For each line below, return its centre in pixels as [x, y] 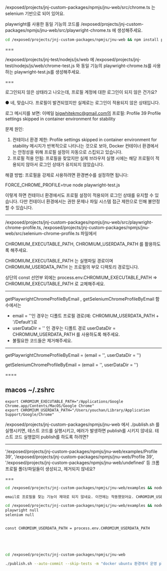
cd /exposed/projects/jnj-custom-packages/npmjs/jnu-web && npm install [82, 40]
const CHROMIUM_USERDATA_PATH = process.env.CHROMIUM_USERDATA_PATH [78, 528]
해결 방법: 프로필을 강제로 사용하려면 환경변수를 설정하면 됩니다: [67, 175]
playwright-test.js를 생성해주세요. [47, 72]
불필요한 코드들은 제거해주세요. [42, 340]
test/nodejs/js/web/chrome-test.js [40, 66]
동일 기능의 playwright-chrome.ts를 [116, 66]
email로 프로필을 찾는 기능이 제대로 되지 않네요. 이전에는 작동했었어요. [70, 497]
